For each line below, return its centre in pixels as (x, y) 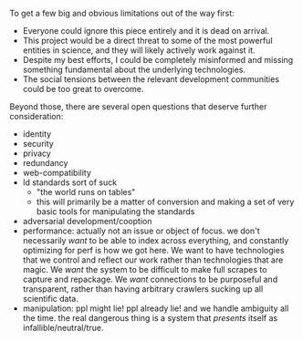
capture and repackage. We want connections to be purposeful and (150, 279)
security (38, 144)
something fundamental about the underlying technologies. (134, 69)
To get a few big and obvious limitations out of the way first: (122, 13)
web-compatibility (57, 173)
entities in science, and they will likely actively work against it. (139, 50)
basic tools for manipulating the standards (115, 212)
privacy (37, 153)
